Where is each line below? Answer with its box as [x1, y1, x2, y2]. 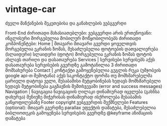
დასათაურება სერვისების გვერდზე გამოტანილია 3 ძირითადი [5, 62, 137, 68]
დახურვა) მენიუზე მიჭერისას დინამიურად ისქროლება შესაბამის [5, 94, 142, 100]
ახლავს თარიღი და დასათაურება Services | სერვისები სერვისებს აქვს [5, 56, 155, 62]
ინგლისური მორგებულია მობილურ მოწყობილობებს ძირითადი [5, 35, 141, 41]
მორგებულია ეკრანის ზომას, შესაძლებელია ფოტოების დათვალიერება [5, 46, 158, 52]
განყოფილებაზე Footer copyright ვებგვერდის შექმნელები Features [5, 99, 148, 105]
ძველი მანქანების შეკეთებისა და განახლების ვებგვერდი [5, 20, 127, 26]
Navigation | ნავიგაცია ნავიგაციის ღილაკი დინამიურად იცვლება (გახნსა [5, 88, 160, 94]
